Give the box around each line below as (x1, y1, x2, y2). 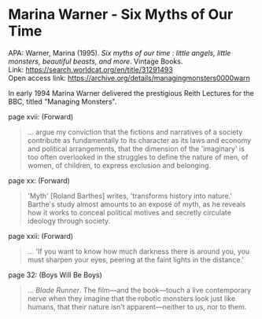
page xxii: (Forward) (8, 231, 73, 240)
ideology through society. (27, 216, 111, 225)
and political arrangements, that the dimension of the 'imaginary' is (27, 144, 245, 153)
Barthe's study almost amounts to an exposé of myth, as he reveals (27, 199, 246, 209)
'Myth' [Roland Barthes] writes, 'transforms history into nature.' (27, 191, 233, 200)
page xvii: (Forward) (8, 112, 74, 121)
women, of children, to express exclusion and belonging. (27, 160, 211, 170)
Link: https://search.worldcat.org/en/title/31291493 (8, 64, 173, 74)
